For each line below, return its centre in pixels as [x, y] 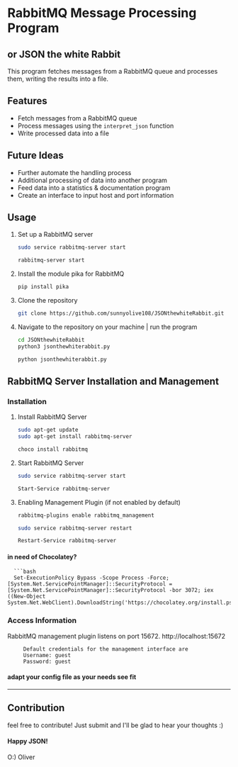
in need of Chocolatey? [42, 556]
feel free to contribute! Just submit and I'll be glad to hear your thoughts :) [115, 725]
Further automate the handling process [74, 172]
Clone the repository [47, 301]
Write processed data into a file [63, 133]
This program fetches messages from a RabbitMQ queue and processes [113, 71]
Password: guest [47, 661]
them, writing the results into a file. [58, 79]
